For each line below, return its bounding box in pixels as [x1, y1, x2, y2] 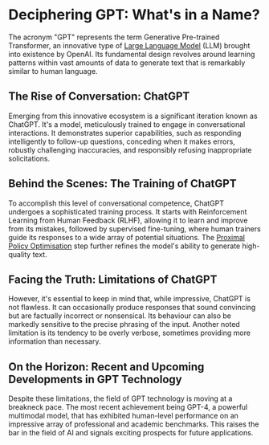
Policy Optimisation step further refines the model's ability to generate [8, 241, 241, 251]
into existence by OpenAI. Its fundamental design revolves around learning [8, 49, 255, 59]
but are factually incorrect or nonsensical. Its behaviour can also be [8, 311, 231, 320]
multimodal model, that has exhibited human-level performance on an [8, 411, 239, 421]
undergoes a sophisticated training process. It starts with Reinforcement [8, 206, 247, 216]
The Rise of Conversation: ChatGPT [8, 90, 190, 104]
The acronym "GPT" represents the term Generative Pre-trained [8, 32, 220, 42]
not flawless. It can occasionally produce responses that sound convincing [8, 303, 256, 312]
